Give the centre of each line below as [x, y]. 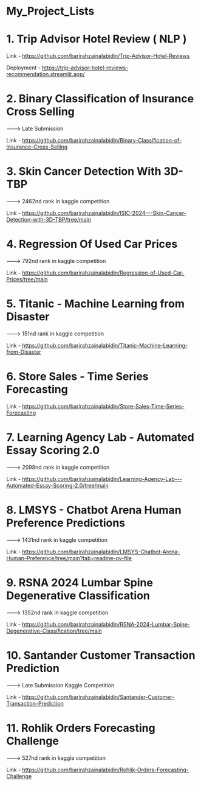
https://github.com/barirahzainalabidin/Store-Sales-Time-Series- [103, 406]
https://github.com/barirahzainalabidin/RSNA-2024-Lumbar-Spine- [106, 624]
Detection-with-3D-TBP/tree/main [49, 219]
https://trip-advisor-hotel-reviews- [85, 68]
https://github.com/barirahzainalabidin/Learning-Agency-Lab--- [102, 479]
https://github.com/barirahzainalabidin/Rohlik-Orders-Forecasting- [106, 770]
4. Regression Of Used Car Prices [92, 244]
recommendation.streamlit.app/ [46, 74]
